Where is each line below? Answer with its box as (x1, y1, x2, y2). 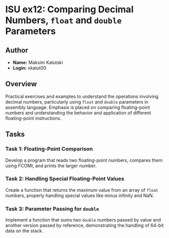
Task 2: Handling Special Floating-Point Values (5, 175, 124, 183)
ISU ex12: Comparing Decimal (5, 4, 134, 15)
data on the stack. (5, 228, 44, 234)
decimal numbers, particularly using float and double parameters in (5, 98, 149, 105)
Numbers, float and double (5, 14, 122, 26)
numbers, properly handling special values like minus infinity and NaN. (5, 192, 154, 199)
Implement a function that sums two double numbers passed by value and (5, 217, 161, 223)
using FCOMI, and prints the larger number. (5, 163, 97, 169)
